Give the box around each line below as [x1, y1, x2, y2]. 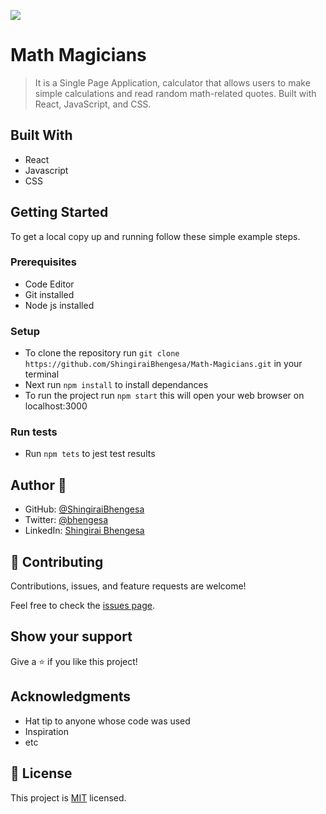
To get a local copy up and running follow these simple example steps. [10, 230, 301, 242]
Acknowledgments [10, 688, 132, 705]
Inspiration [24, 725, 69, 737]
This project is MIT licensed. [10, 791, 127, 804]
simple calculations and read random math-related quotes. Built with [34, 87, 317, 99]
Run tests [10, 425, 58, 439]
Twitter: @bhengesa [24, 514, 109, 526]
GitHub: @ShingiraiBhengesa [24, 503, 145, 515]
